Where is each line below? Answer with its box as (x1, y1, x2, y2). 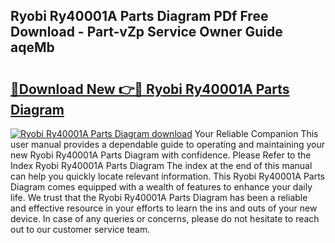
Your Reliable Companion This (194, 128, 319, 139)
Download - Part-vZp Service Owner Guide (10, 24, 283, 41)
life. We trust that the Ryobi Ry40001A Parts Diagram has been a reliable (10, 192, 308, 203)
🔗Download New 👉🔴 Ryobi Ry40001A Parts (10, 80, 290, 98)
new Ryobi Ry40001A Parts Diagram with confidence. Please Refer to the (10, 149, 312, 161)
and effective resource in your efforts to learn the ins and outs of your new (10, 202, 318, 214)
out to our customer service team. (10, 224, 151, 235)
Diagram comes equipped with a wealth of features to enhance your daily (10, 181, 313, 193)
